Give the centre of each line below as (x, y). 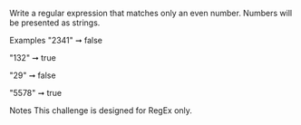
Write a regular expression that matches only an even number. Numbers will (151, 13)
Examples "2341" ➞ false (56, 40)
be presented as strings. (55, 23)
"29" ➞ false (33, 75)
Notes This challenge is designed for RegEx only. (101, 111)
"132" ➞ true (33, 58)
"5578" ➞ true (35, 93)
